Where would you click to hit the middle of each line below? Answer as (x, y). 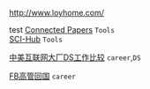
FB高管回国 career (43, 76)
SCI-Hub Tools (36, 39)
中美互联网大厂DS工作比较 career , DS (75, 57)
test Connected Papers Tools (62, 30)
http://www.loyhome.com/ (56, 13)
